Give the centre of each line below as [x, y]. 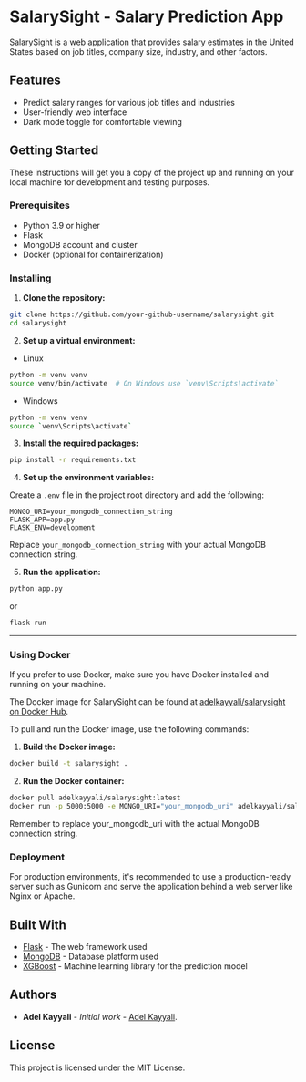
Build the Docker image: [69, 747]
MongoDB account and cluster [80, 244]
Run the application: [62, 572]
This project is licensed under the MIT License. [97, 1067]
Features [35, 81]
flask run [28, 623]
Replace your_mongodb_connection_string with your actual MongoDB [138, 545]
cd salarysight [38, 324]
